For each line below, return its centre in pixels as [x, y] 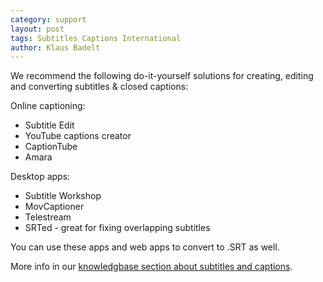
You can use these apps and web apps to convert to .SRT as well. [145, 247]
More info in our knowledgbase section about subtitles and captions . [151, 267]
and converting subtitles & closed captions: [99, 87]
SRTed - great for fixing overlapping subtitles [117, 228]
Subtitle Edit [49, 125]
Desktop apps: [40, 177]
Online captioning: [48, 106]
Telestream [48, 217]
